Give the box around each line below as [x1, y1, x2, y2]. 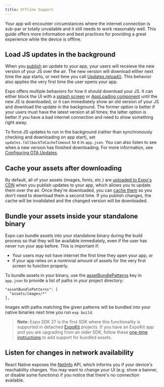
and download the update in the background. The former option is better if [5, 104, 155, 110]
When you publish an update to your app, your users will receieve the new [5, 63, 155, 69]
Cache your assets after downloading [5, 164, 122, 172]
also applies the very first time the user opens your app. [5, 79, 118, 85]
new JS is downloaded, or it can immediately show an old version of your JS [5, 99, 159, 105]
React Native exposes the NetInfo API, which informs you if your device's [5, 362, 153, 367]
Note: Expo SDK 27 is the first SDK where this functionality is [17, 319, 141, 325]
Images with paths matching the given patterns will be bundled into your [5, 304, 151, 310]
